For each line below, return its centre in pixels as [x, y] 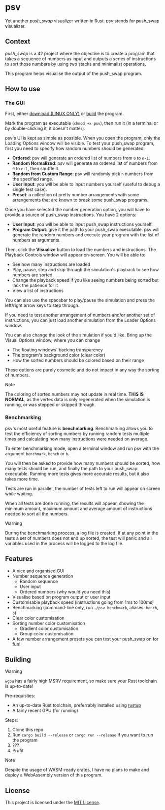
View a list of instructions [38, 291]
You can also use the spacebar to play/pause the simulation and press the [80, 300]
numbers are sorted [32, 275]
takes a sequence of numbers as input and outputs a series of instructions [81, 59]
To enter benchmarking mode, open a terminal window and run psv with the [82, 448]
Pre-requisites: [20, 696]
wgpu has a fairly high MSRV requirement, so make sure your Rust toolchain [81, 681]
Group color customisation [47, 633]
